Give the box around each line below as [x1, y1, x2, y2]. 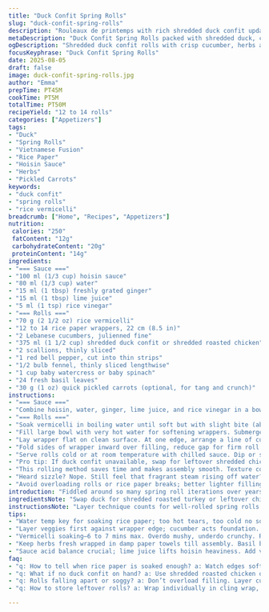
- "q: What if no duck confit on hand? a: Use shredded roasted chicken [8, 570, 256, 578]
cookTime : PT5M [8, 94, 59, 102]
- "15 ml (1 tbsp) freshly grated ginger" [8, 287, 152, 295]
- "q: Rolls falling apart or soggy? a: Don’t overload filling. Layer [8, 577, 252, 585]
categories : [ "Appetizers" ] [8, 116, 102, 124]
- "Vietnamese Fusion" [8, 146, 84, 154]
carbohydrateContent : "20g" [11, 242, 106, 250]
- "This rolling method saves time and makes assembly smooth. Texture [8, 466, 252, 474]
